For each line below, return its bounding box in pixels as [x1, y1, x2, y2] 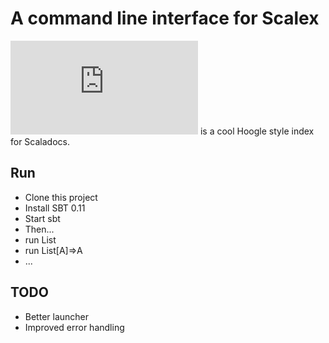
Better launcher [24, 310, 90, 322]
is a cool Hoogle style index [199, 125, 315, 137]
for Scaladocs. [10, 135, 70, 147]
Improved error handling [24, 321, 125, 333]
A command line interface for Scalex [10, 7, 320, 30]
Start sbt [24, 212, 61, 224]
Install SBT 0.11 [24, 202, 86, 214]
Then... [24, 223, 55, 235]
